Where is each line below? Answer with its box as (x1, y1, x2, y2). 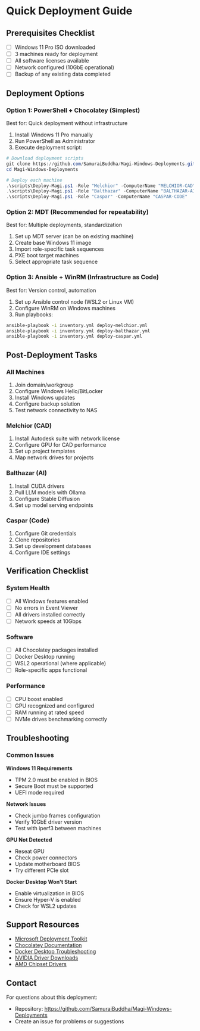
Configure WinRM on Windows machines (14, 304, 116, 312)
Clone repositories (14, 536, 61, 543)
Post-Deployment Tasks (6, 350, 98, 360)
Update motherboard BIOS (14, 860, 80, 867)
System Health (6, 584, 50, 592)
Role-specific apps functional (14, 666, 87, 674)
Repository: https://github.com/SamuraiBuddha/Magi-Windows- (14, 1005, 172, 1013)
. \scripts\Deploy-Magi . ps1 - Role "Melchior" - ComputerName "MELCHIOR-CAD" (6, 183, 196, 189)
